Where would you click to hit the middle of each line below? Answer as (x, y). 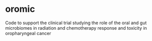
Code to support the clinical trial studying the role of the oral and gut (76, 23)
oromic (20, 9)
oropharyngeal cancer (28, 33)
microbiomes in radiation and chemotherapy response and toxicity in (76, 28)
